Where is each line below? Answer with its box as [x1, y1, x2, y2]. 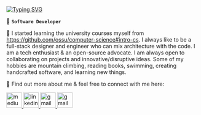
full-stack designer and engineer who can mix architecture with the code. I [6, 43, 195, 50]
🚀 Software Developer [6, 18, 61, 24]
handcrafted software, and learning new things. [6, 69, 127, 76]
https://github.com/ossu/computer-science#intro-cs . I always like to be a [6, 36, 192, 43]
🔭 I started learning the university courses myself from [6, 29, 144, 37]
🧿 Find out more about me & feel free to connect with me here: [6, 80, 165, 87]
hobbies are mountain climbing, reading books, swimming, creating [6, 62, 177, 69]
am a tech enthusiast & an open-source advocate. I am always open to [6, 49, 185, 56]
